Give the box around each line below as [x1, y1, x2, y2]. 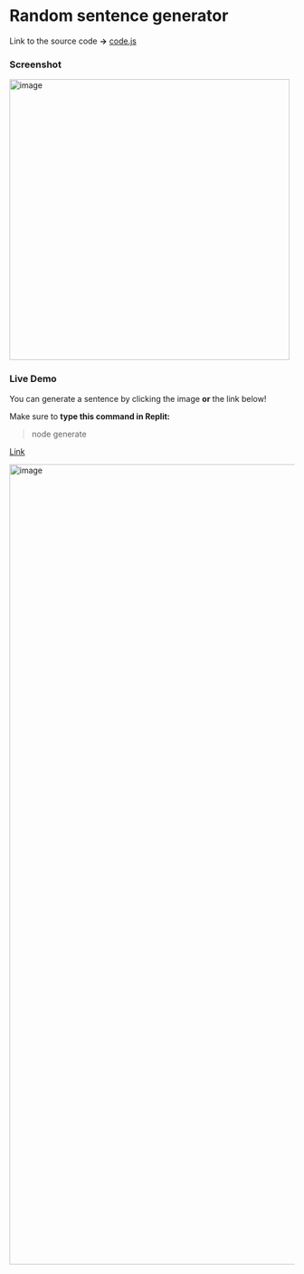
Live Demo [9, 373, 57, 386]
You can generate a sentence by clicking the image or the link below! [9, 393, 267, 404]
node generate [31, 428, 88, 439]
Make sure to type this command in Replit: [9, 410, 170, 422]
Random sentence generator [9, 5, 229, 26]
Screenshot [9, 58, 62, 71]
